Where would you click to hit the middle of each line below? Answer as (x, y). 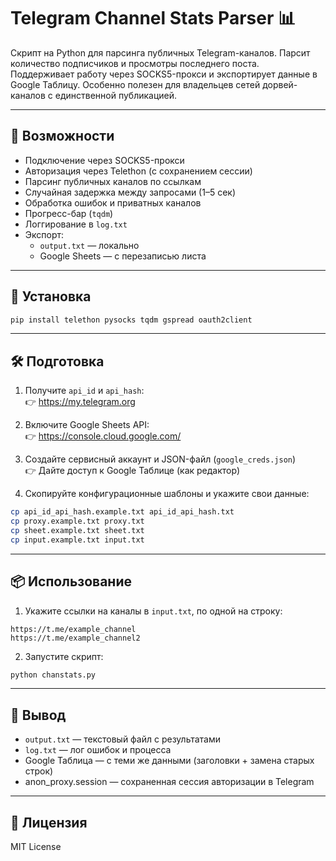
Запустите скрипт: (64, 656)
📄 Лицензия (49, 822)
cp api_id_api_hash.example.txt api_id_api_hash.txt (122, 512)
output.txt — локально (89, 245)
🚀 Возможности (62, 136)
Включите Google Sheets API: (87, 425)
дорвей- (280, 84)
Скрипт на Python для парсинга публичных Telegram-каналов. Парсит (160, 52)
